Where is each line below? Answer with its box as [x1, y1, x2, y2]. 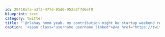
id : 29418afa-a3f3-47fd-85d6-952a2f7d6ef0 [5, 7, 93, 12]
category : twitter [5, 16, 43, 21]
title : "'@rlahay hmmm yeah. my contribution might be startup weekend [5, 20, 155, 25]
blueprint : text [5, 12, 38, 16]
